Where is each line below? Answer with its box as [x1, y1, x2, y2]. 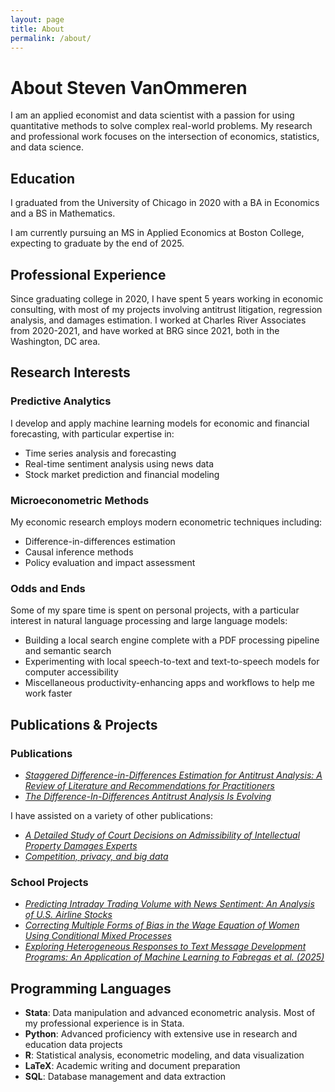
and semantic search [24, 645, 112, 657]
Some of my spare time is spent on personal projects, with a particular [10, 604, 300, 616]
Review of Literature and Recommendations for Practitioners [24, 779, 275, 791]
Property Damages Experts [24, 839, 138, 851]
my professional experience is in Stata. [24, 1017, 185, 1030]
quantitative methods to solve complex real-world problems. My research [10, 120, 313, 132]
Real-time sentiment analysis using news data [24, 457, 215, 470]
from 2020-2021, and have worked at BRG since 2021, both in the [10, 324, 280, 336]
